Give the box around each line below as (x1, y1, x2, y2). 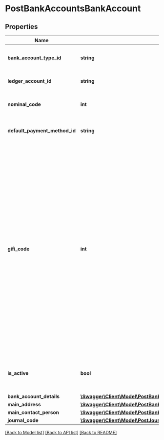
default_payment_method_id (7, 127, 76, 134)
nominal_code (7, 101, 41, 108)
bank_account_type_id (7, 54, 61, 61)
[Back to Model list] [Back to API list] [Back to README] (5, 430, 117, 435)
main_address (7, 401, 41, 408)
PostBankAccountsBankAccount (5, 3, 141, 14)
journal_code (7, 417, 39, 424)
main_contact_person (7, 409, 60, 416)
